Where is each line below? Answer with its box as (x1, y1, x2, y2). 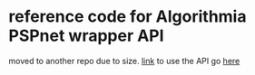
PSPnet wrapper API (8, 25, 164, 46)
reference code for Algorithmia (8, 6, 247, 27)
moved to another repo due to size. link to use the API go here (8, 55, 240, 66)
